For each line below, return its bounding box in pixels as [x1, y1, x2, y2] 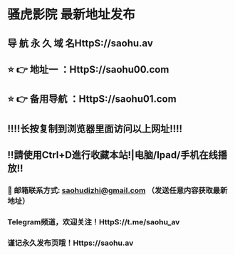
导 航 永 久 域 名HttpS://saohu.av [7, 37, 153, 49]
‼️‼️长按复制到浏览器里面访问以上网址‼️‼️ [7, 123, 183, 135]
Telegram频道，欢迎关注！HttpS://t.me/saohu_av [7, 217, 180, 227]
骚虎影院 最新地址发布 [7, 6, 135, 23]
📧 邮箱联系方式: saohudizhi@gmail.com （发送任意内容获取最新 [7, 186, 228, 196]
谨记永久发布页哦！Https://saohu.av [7, 238, 134, 248]
